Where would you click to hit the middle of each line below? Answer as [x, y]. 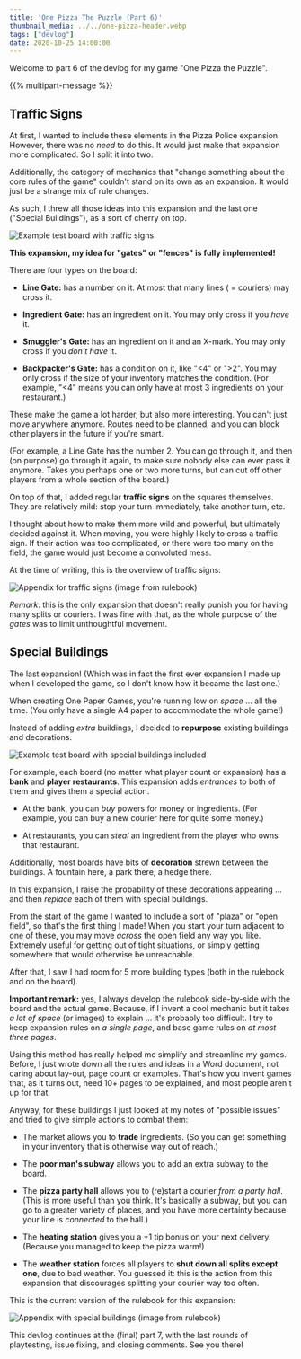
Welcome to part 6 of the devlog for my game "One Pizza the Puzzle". [138, 68]
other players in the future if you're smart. [87, 434]
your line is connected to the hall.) [85, 1219]
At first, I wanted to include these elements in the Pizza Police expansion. [145, 136]
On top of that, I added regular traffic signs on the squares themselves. [142, 497]
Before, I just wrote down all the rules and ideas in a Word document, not [144, 1063]
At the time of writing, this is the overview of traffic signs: [115, 570]
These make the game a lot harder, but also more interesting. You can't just [148, 415]
